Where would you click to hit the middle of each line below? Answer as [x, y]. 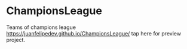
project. [16, 40]
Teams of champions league [41, 27]
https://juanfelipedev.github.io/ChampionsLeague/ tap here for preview [93, 33]
